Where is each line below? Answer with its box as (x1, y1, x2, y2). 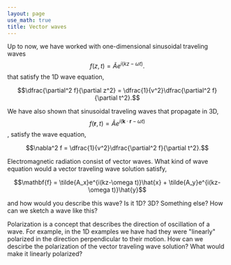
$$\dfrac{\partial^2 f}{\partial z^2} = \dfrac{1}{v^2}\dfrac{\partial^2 (17, 86, 211, 95)
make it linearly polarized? (7, 249, 82, 258)
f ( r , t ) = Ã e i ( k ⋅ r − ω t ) (89, 118, 145, 128)
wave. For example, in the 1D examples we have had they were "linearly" (7, 227, 216, 236)
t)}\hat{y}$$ (111, 185, 147, 194)
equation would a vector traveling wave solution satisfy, (7, 165, 167, 173)
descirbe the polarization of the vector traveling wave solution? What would (7, 242, 225, 250)
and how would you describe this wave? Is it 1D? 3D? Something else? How (7, 199, 223, 207)
